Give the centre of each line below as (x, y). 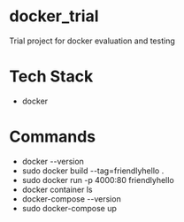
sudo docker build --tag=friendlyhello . (93, 171)
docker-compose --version (71, 199)
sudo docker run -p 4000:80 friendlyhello (98, 180)
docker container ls (57, 189)
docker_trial (54, 16)
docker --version (53, 161)
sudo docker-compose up (69, 208)
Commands (53, 137)
